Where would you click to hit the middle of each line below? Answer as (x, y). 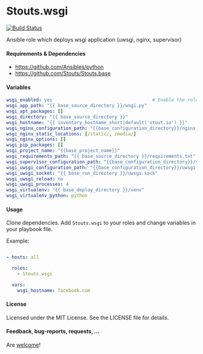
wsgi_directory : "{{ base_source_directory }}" (67, 117)
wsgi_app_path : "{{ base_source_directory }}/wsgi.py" (77, 106)
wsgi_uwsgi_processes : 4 (37, 185)
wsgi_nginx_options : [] (36, 139)
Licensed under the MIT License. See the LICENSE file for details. (88, 317)
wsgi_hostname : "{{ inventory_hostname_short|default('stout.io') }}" (97, 122)
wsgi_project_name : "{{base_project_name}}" (63, 151)
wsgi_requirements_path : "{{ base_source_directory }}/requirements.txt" (101, 156)
